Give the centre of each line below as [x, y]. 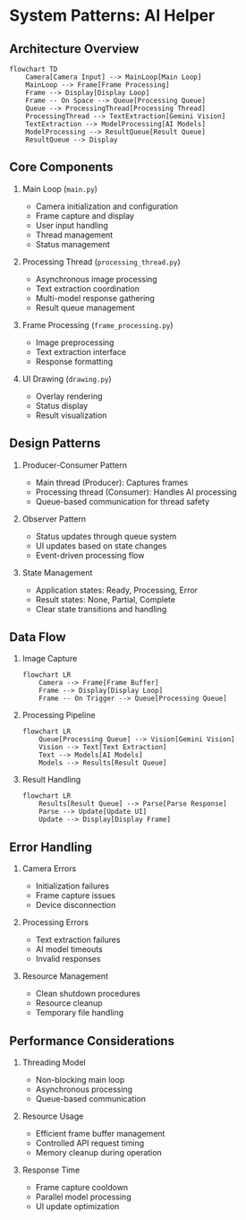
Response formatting [74, 361]
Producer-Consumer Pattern [75, 465]
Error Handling [51, 847]
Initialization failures [72, 886]
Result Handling [51, 780]
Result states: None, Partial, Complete [106, 599]
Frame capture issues [76, 896]
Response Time [51, 1170]
